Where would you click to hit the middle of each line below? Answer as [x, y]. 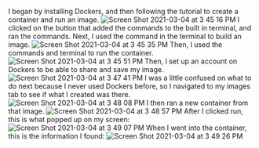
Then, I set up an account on [191, 61]
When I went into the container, [197, 128]
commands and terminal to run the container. [81, 53]
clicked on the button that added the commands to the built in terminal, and [130, 28]
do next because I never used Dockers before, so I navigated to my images [129, 86]
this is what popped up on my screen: [69, 119]
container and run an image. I [124, 20]
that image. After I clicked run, [126, 111]
